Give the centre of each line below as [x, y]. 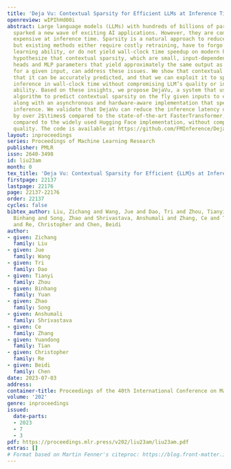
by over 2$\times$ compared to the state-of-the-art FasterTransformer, [120, 116]
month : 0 [20, 167]
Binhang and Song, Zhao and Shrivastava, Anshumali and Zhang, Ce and [117, 218]
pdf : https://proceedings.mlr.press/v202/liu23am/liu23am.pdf [98, 442]
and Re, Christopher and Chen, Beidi [67, 224]
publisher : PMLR [30, 148]
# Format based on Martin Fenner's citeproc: [73, 455]
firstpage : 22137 [32, 179]
